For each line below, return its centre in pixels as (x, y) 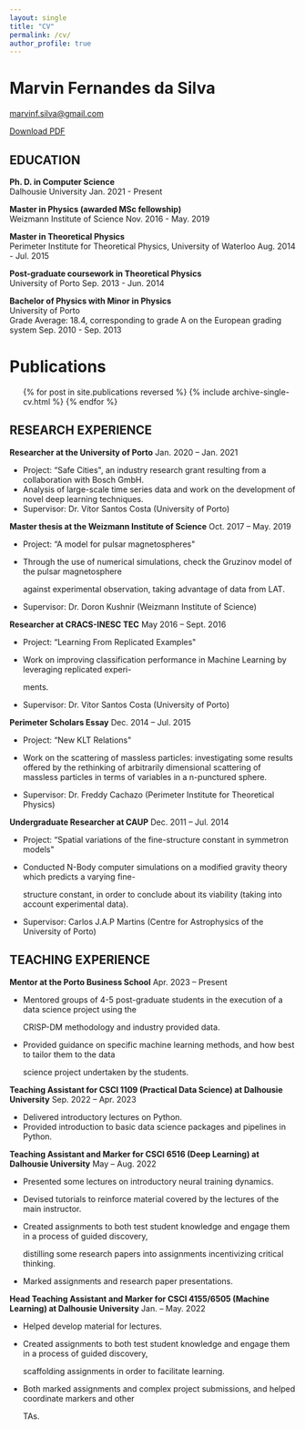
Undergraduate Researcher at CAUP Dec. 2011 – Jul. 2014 (119, 822)
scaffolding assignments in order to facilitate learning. (123, 1371)
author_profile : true (51, 43)
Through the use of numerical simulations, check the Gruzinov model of (158, 561)
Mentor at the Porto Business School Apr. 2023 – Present (118, 982)
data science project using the (79, 1009)
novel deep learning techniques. (83, 499)
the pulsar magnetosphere (72, 571)
